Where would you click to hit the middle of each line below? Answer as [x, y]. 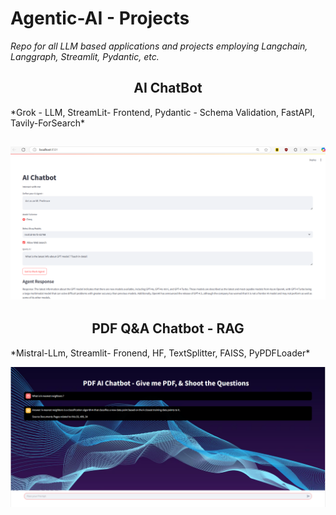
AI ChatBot [168, 88]
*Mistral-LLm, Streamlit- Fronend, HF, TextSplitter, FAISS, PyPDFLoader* [160, 353]
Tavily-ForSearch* [47, 123]
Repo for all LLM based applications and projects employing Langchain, [159, 46]
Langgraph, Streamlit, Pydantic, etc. [85, 56]
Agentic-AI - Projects [100, 18]
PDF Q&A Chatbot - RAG [168, 328]
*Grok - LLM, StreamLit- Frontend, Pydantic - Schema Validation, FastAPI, [163, 112]
